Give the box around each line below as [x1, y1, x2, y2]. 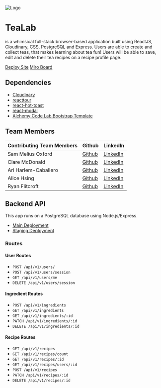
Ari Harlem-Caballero [7, 167, 59, 174]
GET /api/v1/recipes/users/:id [12, 362, 78, 367]
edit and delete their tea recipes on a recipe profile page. [5, 54, 122, 60]
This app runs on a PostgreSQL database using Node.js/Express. [5, 213, 138, 219]
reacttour [12, 97, 31, 103]
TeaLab [5, 22, 36, 33]
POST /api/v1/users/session [12, 270, 71, 275]
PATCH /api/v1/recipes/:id [12, 373, 69, 378]
